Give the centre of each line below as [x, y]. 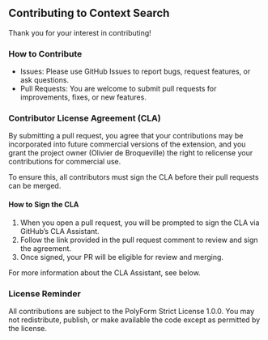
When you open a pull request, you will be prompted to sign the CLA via [140, 223]
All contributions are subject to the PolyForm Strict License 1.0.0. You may [132, 311]
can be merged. [35, 186]
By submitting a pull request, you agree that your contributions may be [126, 136]
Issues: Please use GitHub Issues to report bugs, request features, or [135, 71]
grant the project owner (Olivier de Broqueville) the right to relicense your [131, 153]
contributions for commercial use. [65, 162]
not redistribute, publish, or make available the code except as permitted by [134, 320]
